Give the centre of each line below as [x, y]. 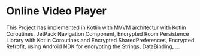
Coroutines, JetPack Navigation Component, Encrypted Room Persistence [98, 33]
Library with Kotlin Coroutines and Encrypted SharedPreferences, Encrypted [100, 40]
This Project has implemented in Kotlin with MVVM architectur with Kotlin [96, 27]
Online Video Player [56, 11]
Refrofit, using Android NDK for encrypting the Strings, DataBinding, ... [93, 46]
